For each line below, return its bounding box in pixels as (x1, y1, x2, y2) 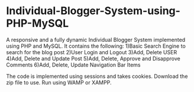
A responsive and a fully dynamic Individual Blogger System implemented (6, 36, 186, 43)
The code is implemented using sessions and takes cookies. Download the (6, 73, 188, 80)
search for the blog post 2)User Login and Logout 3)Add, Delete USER (6, 48, 177, 55)
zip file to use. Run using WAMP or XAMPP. (6, 78, 112, 86)
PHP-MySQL (6, 17, 69, 30)
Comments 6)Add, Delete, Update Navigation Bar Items (6, 61, 141, 68)
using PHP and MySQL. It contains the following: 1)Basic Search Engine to (6, 42, 186, 50)
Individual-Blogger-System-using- (6, 4, 180, 18)
